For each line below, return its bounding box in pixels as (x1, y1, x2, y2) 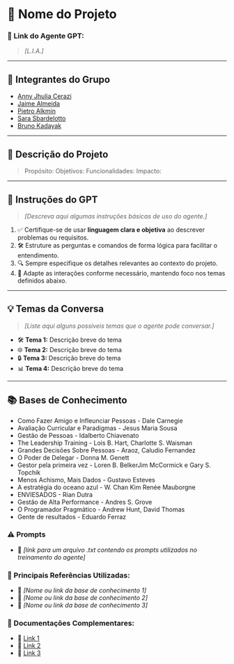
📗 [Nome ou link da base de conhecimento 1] (17, 586, 147, 594)
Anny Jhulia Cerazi (17, 92, 72, 100)
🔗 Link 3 (17, 649, 41, 657)
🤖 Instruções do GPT (7, 193, 98, 205)
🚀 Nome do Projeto (7, 6, 117, 22)
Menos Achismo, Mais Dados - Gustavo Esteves (17, 475, 155, 484)
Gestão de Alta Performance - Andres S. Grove (17, 498, 153, 506)
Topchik (17, 468, 41, 476)
